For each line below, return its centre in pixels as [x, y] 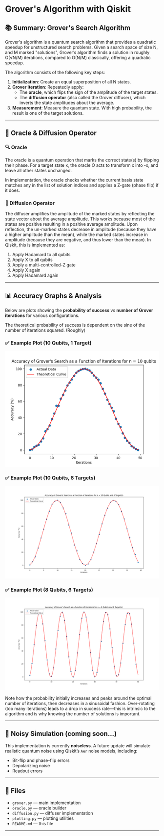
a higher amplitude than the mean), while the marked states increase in [76, 235]
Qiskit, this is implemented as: [35, 245]
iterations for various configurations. [42, 315]
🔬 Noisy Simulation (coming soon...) [61, 734]
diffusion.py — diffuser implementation [53, 813]
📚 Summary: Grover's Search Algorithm [68, 28]
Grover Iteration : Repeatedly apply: [48, 87]
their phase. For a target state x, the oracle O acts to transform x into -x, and [82, 165]
